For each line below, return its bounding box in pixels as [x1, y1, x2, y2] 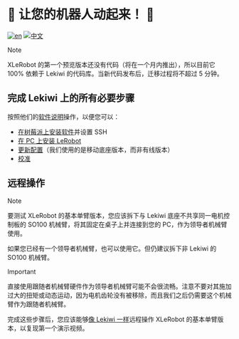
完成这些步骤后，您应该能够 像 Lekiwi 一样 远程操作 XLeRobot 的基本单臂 [7, 315, 218, 323]
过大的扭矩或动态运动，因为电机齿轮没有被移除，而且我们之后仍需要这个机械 [7, 291, 232, 299]
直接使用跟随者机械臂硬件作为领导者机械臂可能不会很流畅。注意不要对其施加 [7, 282, 232, 291]
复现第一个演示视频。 [26, 323, 89, 332]
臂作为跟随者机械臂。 [7, 300, 70, 308]
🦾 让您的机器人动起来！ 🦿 [7, 6, 155, 23]
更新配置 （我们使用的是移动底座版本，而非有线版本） [17, 145, 174, 154]
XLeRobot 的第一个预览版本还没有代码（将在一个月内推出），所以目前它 [7, 60, 216, 68]
